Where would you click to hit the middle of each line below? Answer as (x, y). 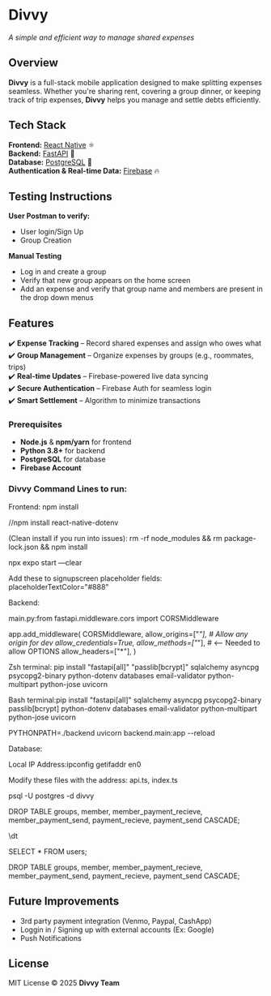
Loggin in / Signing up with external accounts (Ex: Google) (117, 929)
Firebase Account (51, 468)
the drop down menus (57, 298)
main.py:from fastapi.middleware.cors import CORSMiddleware (114, 618)
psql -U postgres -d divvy (51, 796)
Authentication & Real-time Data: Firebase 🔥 (84, 170)
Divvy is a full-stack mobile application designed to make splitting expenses (135, 82)
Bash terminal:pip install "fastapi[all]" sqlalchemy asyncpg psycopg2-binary (135, 700)
